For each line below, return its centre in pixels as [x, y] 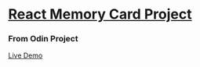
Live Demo [25, 55]
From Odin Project [43, 39]
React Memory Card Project [100, 14]
